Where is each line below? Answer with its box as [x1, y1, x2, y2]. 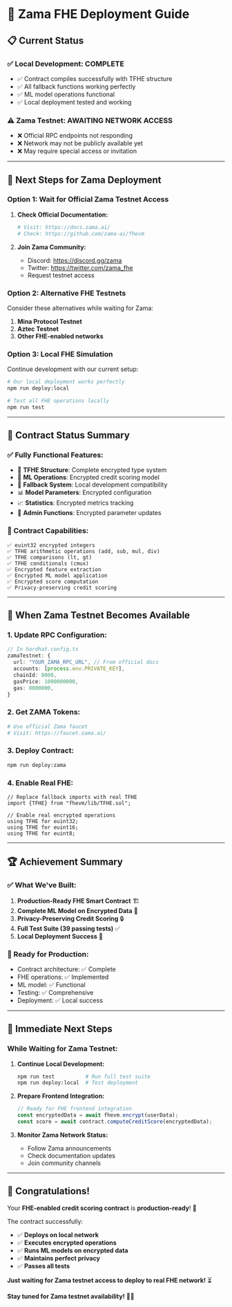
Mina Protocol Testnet [17, 317, 83, 325]
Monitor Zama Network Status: [17, 1130, 108, 1139]
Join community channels [27, 1159, 101, 1167]
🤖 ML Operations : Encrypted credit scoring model [17, 474, 160, 482]
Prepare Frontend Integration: [17, 1092, 105, 1100]
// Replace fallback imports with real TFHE [7, 793, 137, 800]
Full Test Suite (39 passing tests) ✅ [17, 924, 121, 932]
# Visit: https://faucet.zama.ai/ [7, 730, 107, 737]
